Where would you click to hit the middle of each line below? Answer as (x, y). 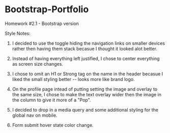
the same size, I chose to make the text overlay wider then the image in (87, 94)
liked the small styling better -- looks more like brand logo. (74, 79)
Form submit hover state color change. (53, 125)
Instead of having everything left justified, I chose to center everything (86, 58)
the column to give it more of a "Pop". (51, 100)
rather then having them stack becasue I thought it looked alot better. (84, 48)
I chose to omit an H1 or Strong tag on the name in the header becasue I (88, 74)
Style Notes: (18, 33)
